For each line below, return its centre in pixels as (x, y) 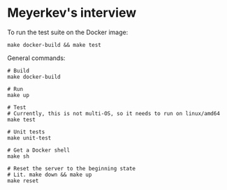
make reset (23, 181)
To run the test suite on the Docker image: (68, 32)
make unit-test (29, 138)
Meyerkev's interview (72, 13)
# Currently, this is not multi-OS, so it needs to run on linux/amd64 (113, 113)
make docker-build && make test (54, 45)
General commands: (36, 58)
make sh (19, 156)
